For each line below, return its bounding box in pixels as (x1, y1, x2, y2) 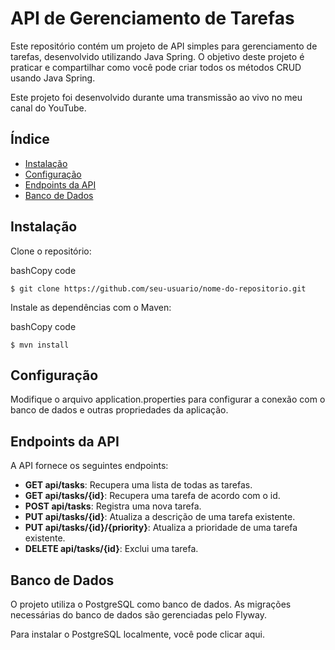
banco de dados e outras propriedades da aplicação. (10, 404, 229, 416)
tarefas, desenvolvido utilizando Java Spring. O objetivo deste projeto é (10, 50, 305, 62)
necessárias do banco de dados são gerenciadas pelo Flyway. (10, 609, 267, 621)
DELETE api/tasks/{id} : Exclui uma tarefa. (24, 543, 199, 555)
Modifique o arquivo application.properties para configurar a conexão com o (10, 393, 326, 406)
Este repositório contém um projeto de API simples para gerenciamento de (10, 40, 318, 52)
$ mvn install (10, 340, 70, 350)
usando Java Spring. (10, 72, 96, 84)
